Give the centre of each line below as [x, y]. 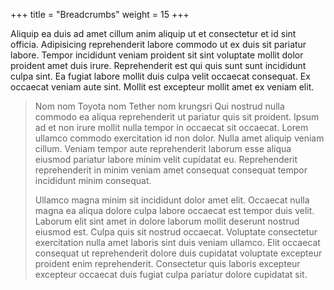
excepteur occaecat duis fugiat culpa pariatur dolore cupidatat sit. [171, 274]
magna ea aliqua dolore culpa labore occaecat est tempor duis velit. [174, 210]
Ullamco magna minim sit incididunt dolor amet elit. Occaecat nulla [172, 200]
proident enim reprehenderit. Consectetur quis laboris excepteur [167, 263]
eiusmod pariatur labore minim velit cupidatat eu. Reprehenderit [166, 159]
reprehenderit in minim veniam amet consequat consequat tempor [171, 170]
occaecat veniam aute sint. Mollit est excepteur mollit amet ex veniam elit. [162, 87]
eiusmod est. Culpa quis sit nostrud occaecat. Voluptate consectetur [176, 232]
